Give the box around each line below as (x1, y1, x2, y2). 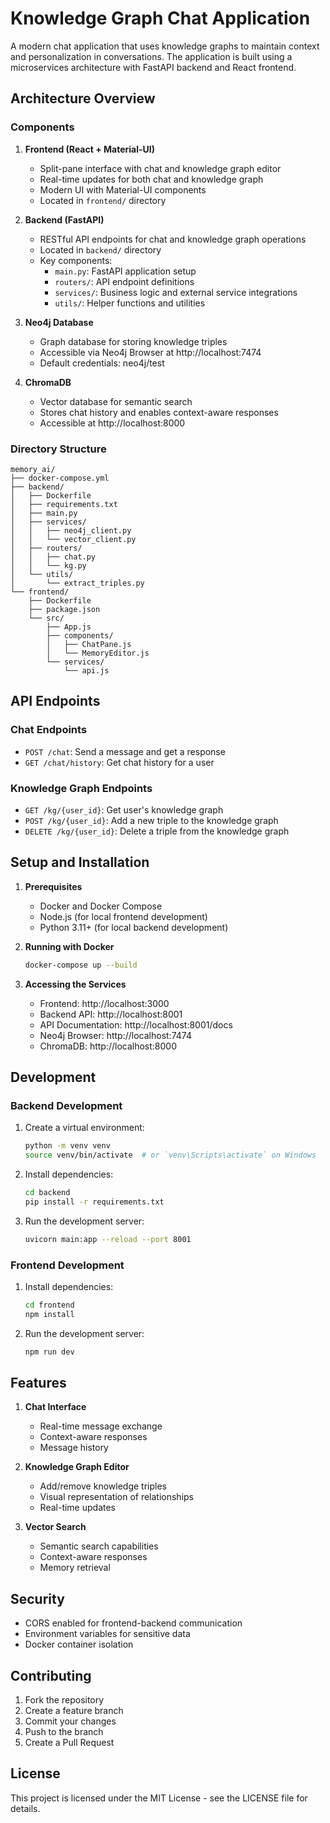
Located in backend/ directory (39, 243, 162, 256)
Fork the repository (24, 1694, 105, 1706)
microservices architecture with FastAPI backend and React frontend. (10, 61, 297, 73)
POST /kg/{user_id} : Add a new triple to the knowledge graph (24, 814, 279, 826)
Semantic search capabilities (39, 1540, 159, 1552)
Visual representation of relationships (39, 1491, 195, 1503)
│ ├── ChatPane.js (46, 639, 132, 649)
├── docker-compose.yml (10, 473, 110, 483)
